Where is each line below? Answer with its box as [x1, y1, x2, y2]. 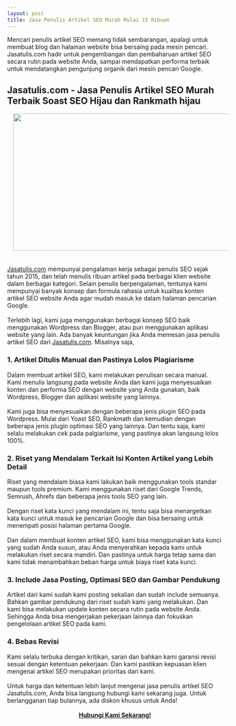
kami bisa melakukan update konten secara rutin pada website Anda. [7, 605, 202, 613]
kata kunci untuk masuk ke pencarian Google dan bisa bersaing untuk [7, 514, 204, 522]
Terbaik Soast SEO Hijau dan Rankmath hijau [7, 95, 201, 106]
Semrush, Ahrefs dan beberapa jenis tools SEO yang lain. [7, 492, 168, 500]
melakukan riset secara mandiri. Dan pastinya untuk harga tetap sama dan [7, 550, 217, 559]
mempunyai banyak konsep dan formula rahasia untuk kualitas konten [7, 287, 204, 295]
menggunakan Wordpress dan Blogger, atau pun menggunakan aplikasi [7, 323, 209, 331]
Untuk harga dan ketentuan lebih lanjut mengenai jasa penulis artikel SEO [7, 681, 213, 690]
